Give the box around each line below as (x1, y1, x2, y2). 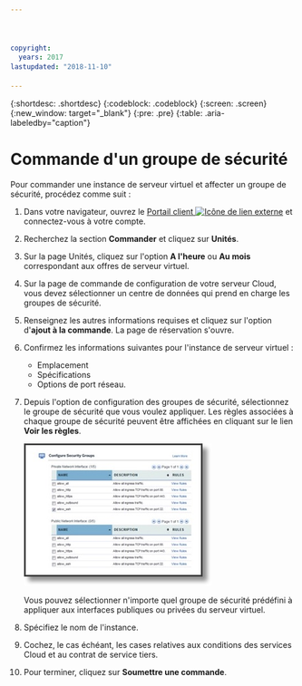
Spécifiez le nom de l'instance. (23, 622, 139, 633)
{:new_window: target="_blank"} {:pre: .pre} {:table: (10, 107, 203, 118)
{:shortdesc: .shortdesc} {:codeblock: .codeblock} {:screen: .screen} (10, 98, 268, 109)
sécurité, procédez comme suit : (10, 188, 132, 199)
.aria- (204, 107, 225, 118)
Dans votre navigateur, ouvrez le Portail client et (23, 206, 293, 217)
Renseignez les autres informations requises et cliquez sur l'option (23, 314, 273, 325)
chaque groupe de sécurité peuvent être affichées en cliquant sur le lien (23, 415, 294, 426)
